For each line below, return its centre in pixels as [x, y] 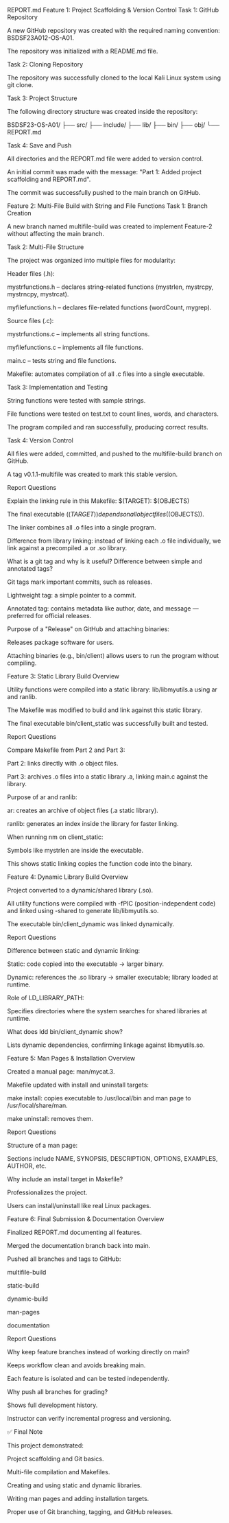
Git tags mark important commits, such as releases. [80, 582]
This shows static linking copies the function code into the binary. [100, 863]
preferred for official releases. [49, 616]
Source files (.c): [31, 321]
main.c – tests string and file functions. [62, 361]
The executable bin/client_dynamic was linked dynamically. [91, 924]
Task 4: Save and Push [39, 145]
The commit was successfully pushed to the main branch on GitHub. [104, 192]
